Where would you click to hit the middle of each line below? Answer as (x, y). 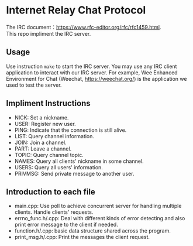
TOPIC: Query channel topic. (49, 155)
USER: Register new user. (45, 124)
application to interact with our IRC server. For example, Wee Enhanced (92, 72)
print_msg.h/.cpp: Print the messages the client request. (82, 237)
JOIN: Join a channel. (40, 142)
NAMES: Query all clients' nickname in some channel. (79, 161)
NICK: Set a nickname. (42, 117)
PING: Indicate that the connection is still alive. (70, 130)
